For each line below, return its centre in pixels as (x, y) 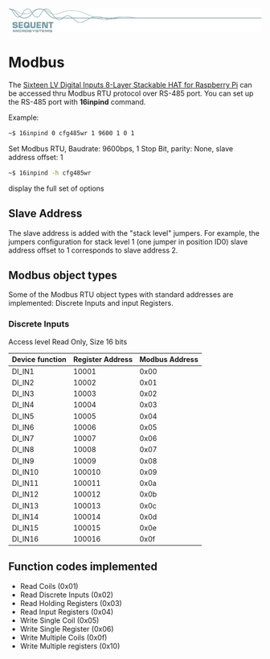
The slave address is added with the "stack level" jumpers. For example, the (134, 233)
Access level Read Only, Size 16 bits (68, 341)
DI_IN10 (25, 472)
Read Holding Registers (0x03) (71, 603)
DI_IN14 (25, 517)
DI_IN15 (25, 528)
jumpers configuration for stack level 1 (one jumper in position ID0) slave (128, 241)
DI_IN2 (23, 382)
